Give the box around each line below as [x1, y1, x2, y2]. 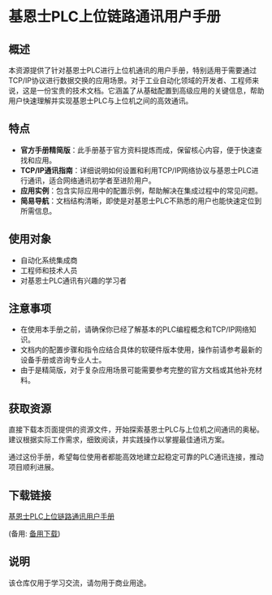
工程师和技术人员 [19, 265, 78, 275]
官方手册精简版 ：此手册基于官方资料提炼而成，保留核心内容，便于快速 [19, 145, 256, 154]
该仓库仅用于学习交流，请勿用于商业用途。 [8, 578, 151, 588]
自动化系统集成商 [19, 255, 78, 265]
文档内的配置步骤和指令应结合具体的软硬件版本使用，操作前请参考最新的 [19, 345, 262, 354]
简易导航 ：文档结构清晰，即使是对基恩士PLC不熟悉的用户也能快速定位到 [19, 196, 262, 206]
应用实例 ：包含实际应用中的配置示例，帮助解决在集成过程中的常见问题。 [19, 185, 262, 195]
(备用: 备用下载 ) [8, 529, 61, 539]
